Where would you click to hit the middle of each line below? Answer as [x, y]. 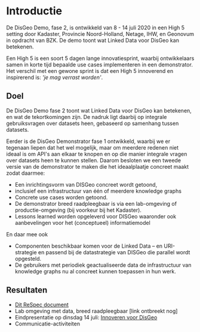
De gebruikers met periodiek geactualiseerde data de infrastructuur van [103, 265]
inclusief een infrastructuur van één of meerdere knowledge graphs [98, 191]
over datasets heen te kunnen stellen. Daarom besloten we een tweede [93, 160]
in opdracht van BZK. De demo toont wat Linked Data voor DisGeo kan [93, 40]
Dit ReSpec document [41, 304]
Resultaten [27, 290]
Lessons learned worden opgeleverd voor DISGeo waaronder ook [96, 216]
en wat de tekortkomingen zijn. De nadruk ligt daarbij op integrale [87, 117]
